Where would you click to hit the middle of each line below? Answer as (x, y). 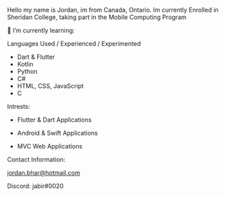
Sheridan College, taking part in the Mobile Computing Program (97, 17)
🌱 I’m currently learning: (41, 30)
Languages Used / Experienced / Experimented (74, 43)
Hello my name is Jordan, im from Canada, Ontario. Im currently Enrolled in (113, 10)
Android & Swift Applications (57, 133)
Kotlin (25, 64)
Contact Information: (36, 159)
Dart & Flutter (36, 57)
